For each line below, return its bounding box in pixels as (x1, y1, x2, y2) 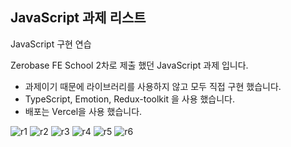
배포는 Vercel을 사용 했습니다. (24, 105, 143, 117)
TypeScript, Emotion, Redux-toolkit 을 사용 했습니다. (24, 93, 236, 105)
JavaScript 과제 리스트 (10, 9, 147, 27)
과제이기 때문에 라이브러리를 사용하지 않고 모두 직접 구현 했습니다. (24, 80, 282, 92)
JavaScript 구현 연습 (10, 38, 92, 50)
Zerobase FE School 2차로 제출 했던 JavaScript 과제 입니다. (10, 59, 249, 71)
